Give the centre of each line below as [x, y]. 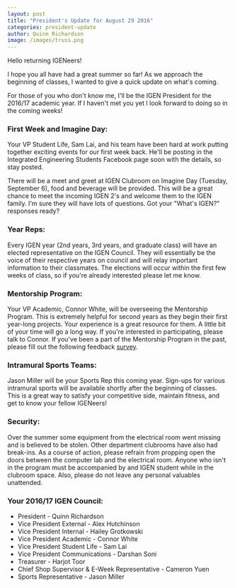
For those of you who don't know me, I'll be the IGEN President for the [109, 96]
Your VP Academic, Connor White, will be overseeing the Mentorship [108, 309]
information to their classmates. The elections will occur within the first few [117, 268]
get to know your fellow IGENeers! [57, 403]
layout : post [27, 14]
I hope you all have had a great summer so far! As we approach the [105, 75]
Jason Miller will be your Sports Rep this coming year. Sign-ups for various [116, 381]
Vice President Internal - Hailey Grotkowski [80, 531]
